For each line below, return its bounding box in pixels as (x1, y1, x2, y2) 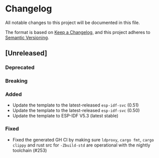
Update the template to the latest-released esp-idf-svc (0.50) (12, 107, 140, 113)
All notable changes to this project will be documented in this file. (5, 19, 140, 25)
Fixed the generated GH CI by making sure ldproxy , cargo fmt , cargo (12, 136, 154, 142)
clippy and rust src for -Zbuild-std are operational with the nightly (12, 142, 150, 148)
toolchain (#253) (12, 147, 47, 153)
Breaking (5, 77, 28, 84)
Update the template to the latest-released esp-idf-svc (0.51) (12, 102, 139, 108)
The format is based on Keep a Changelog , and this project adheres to (5, 29, 150, 35)
